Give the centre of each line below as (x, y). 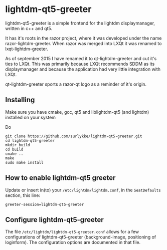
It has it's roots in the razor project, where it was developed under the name (83, 38)
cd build (14, 149)
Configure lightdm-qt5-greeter (54, 220)
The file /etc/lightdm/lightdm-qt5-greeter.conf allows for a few (72, 232)
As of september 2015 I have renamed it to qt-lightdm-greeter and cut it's (81, 58)
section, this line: (23, 195)
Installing (20, 100)
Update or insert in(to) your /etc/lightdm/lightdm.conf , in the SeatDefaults (83, 190)
